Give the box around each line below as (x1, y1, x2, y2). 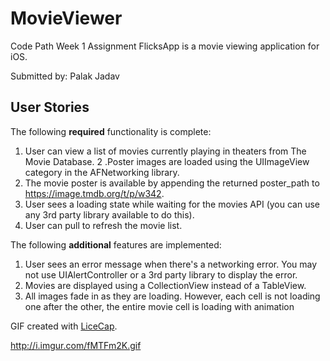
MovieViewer (10, 7, 123, 30)
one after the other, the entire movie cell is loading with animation (24, 300, 295, 312)
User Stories (10, 99, 90, 116)
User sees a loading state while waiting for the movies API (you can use (24, 198, 320, 210)
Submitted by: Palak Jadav (10, 70, 120, 82)
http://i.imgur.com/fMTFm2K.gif (10, 339, 142, 351)
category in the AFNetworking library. (24, 166, 180, 178)
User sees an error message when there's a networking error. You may (24, 258, 318, 270)
